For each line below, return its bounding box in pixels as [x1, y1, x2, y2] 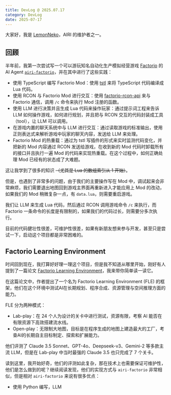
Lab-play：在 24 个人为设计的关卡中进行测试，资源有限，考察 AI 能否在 [12, 313, 162, 319]
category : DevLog [5, 12, 42, 17]
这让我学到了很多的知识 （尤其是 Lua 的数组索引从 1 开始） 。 [5, 167, 131, 174]
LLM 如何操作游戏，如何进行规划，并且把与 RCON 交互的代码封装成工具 [12, 112, 164, 118]
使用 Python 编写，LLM [12, 384, 62, 390]
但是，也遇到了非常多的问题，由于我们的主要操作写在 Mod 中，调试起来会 [5, 178, 160, 184]
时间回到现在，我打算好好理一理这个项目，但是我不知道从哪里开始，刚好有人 [5, 261, 166, 267]
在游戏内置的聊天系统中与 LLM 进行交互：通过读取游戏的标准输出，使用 [12, 125, 163, 131]
